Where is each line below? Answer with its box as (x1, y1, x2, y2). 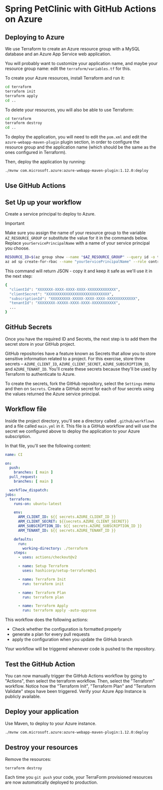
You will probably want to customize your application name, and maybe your (5, 61, 158, 66)
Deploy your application (5, 707, 79, 716)
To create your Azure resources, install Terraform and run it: (5, 75, 125, 81)
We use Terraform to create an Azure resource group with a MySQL (5, 46, 140, 51)
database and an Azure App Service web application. (5, 51, 112, 57)
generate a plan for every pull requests (12, 631, 90, 637)
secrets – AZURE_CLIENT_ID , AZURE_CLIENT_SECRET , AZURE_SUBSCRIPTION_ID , (5, 361, 150, 367)
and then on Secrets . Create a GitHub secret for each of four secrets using (5, 386, 154, 391)
